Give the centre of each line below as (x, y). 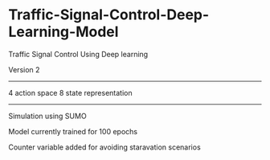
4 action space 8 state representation (70, 92)
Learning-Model (63, 32)
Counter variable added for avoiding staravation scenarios (104, 147)
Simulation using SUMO (47, 116)
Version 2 (24, 69)
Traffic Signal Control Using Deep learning (78, 54)
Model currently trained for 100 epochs (73, 131)
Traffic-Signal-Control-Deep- (109, 15)
